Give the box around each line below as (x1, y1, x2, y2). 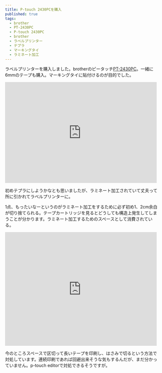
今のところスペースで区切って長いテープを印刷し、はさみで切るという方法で (5, 350, 157, 357)
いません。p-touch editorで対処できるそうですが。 (9, 362, 110, 369)
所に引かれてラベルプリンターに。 (5, 194, 73, 199)
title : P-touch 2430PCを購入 (5, 7, 62, 12)
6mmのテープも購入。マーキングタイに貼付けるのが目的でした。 (5, 72, 134, 78)
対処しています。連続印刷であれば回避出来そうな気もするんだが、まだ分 (5, 357, 149, 362)
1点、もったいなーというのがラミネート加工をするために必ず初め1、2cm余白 (5, 204, 158, 210)
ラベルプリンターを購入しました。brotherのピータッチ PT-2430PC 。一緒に (5, 66, 154, 72)
